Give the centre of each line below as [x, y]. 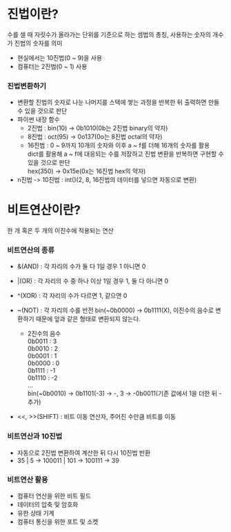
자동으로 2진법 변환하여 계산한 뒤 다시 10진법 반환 [84, 453]
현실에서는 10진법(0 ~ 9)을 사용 [59, 58]
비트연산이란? [44, 210]
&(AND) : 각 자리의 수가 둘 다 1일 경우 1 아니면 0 [81, 267]
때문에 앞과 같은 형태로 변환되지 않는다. [88, 319]
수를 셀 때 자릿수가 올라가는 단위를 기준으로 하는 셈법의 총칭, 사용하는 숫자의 [109, 34]
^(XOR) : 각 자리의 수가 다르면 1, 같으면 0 [72, 296]
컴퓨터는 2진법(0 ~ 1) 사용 [52, 66]
